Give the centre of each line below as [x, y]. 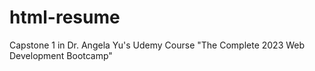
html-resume [65, 17]
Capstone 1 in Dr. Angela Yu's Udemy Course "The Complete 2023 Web [157, 45]
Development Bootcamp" [61, 55]
